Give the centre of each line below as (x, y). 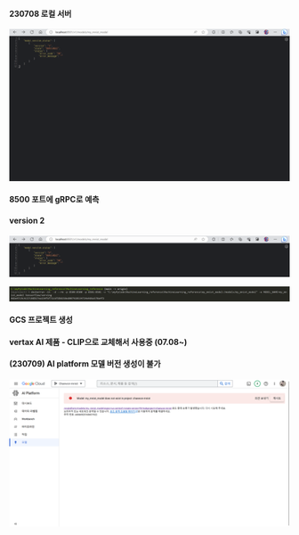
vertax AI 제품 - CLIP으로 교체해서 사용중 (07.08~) (98, 342)
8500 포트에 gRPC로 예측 (54, 200)
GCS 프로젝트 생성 (41, 320)
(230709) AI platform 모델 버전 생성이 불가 (85, 364)
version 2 (27, 221)
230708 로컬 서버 (40, 13)
